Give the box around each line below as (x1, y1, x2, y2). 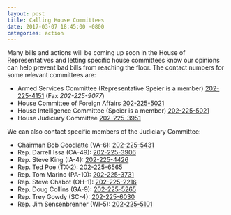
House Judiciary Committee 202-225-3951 (17, 114, 141, 122)
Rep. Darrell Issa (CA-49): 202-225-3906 (17, 148, 136, 157)
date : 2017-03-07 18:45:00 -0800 (7, 23, 105, 30)
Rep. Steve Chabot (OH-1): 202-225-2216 (17, 178, 137, 186)
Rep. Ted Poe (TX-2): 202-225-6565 (17, 163, 123, 171)
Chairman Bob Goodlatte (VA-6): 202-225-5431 (17, 141, 155, 150)
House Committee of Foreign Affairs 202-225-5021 (17, 99, 165, 108)
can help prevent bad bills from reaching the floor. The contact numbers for (7, 63, 225, 72)
